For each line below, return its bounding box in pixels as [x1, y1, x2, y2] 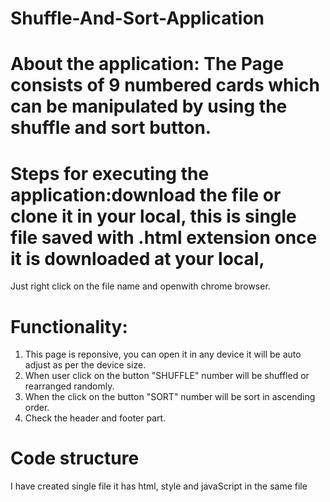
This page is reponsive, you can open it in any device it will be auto [24, 348, 302, 361]
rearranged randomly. [24, 380, 115, 392]
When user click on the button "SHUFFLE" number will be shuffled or [24, 370, 310, 382]
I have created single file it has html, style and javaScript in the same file [10, 480, 308, 492]
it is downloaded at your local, [10, 247, 265, 270]
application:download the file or [10, 183, 282, 206]
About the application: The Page [10, 53, 285, 76]
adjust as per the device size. [24, 359, 147, 371]
